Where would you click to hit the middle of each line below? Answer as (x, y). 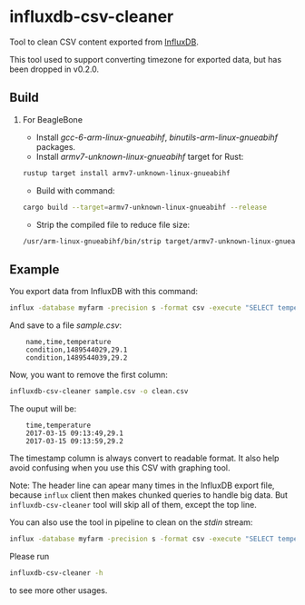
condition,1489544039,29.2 (77, 358)
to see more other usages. (59, 590)
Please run (30, 556)
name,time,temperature (69, 342)
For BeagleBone (53, 119)
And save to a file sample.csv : (66, 325)
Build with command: (75, 190)
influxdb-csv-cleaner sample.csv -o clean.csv (99, 392)
